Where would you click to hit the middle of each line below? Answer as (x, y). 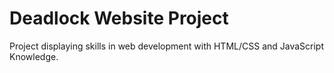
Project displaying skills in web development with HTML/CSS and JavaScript (167, 46)
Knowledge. (34, 56)
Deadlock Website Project (119, 18)
